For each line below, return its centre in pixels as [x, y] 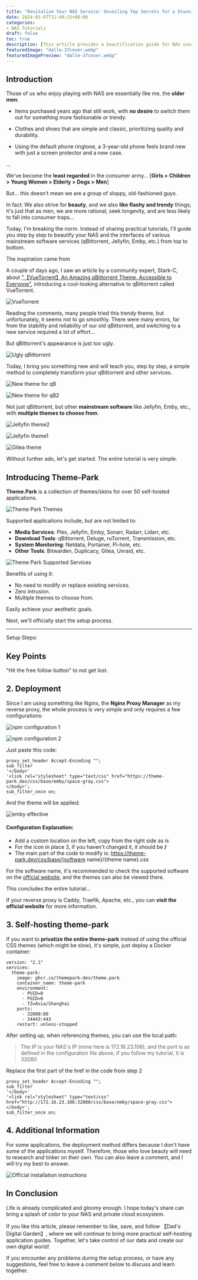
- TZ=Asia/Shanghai [45, 1003]
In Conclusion [32, 1194]
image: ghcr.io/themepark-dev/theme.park [68, 978]
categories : [21, 22]
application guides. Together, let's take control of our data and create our [95, 1240]
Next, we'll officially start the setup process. [60, 621]
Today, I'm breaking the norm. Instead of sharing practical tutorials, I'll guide [99, 229]
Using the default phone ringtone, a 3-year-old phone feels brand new [100, 147]
